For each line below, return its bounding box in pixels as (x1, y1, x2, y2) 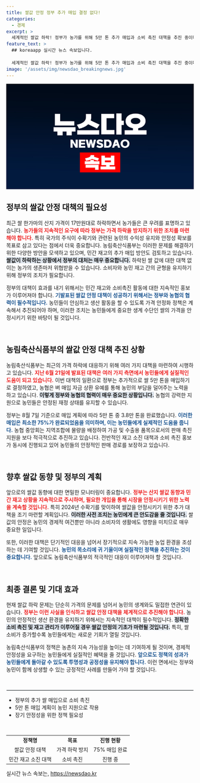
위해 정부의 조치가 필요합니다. (6, 271, 75, 278)
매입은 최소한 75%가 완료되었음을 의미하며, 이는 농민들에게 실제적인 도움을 (6, 419, 178, 426)
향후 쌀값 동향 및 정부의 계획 (6, 472, 102, 482)
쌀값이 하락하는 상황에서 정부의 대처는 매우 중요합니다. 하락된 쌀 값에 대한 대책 (6, 256, 186, 263)
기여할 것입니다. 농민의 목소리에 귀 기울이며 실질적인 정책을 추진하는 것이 (23, 546, 190, 554)
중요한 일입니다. (6, 526, 43, 533)
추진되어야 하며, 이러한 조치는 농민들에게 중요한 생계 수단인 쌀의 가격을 (21, 306, 186, 313)
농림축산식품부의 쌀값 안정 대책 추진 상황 (6, 344, 145, 355)
